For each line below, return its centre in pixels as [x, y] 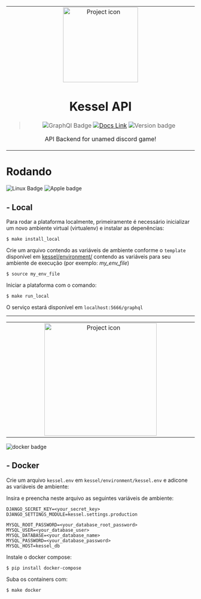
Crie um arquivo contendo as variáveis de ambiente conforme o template [96, 250]
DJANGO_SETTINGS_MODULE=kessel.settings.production [72, 514]
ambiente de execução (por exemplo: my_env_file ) [68, 263]
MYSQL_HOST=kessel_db [33, 546]
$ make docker [24, 590]
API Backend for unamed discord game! [100, 139]
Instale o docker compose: [39, 557]
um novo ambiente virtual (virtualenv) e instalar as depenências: [85, 228]
